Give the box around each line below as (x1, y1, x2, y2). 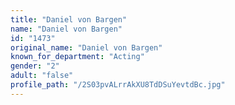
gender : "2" (10, 61, 60, 71)
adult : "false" (10, 71, 74, 81)
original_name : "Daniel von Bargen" (10, 42, 163, 53)
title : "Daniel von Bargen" (10, 14, 128, 25)
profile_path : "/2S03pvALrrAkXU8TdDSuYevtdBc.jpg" (10, 80, 226, 90)
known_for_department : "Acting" (10, 52, 145, 62)
